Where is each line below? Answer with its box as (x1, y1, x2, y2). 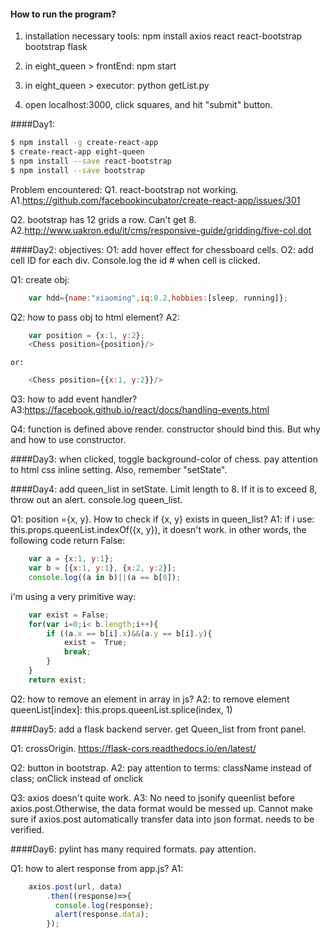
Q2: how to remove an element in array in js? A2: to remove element (10, 693, 290, 705)
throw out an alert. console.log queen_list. (10, 494, 183, 506)
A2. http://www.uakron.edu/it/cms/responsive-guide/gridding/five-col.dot (10, 224, 312, 236)
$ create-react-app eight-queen (10, 147, 145, 157)
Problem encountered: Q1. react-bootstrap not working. (10, 183, 239, 195)
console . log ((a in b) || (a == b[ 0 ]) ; (28, 572, 182, 582)
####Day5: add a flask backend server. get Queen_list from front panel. (10, 723, 307, 735)
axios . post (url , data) (28, 881, 123, 892)
